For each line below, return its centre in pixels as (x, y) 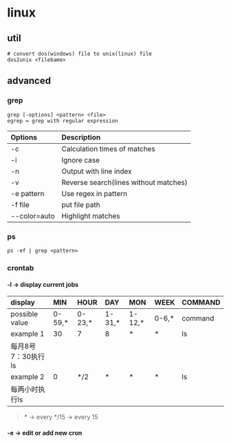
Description (81, 137)
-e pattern (27, 193)
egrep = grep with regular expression (63, 121)
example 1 (27, 334)
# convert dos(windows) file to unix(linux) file (80, 54)
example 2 (27, 377)
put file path (81, 204)
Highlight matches (91, 216)
